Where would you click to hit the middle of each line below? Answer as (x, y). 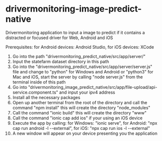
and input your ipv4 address (87, 92)
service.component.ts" (35, 92)
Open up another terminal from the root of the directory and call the (80, 102)
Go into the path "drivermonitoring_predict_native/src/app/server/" (79, 56)
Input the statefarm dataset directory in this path (61, 61)
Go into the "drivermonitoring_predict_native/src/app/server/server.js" (82, 67)
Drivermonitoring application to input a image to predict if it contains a (75, 32)
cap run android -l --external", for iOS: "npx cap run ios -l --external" (81, 128)
